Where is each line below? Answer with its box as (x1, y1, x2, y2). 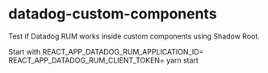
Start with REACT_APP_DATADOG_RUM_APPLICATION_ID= (8, 47, 204, 56)
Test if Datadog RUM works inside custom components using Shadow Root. (8, 31, 260, 41)
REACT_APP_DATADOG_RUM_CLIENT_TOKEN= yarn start (8, 55, 199, 65)
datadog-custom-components (8, 5, 217, 23)
